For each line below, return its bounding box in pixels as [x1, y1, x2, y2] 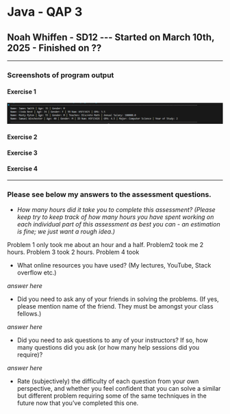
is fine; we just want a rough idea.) [16, 227, 115, 235]
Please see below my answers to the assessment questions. [7, 190, 212, 199]
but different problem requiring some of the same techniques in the [16, 391, 207, 400]
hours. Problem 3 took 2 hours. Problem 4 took [7, 248, 140, 256]
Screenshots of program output [7, 70, 114, 79]
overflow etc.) [16, 268, 57, 276]
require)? [16, 350, 43, 359]
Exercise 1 [7, 87, 36, 96]
